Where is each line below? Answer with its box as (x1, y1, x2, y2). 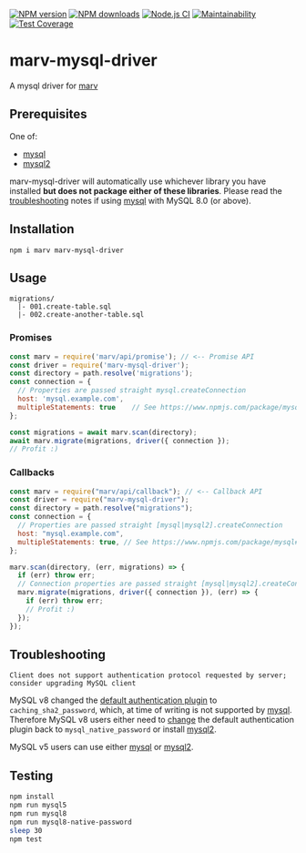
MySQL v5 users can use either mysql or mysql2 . (9, 742, 194, 753)
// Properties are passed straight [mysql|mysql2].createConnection (17, 521, 283, 530)
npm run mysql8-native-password (9, 817, 132, 827)
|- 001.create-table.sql (17, 302, 112, 311)
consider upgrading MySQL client (9, 679, 137, 688)
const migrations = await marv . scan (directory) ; (9, 428, 198, 437)
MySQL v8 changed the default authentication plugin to (9, 695, 218, 706)
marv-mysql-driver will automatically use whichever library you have (9, 176, 267, 187)
